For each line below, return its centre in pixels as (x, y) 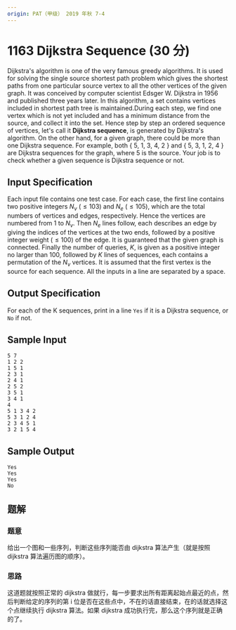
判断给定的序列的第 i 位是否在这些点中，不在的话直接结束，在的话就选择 (117, 602)
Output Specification (54, 293)
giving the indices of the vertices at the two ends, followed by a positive (111, 232)
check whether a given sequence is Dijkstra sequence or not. (96, 160)
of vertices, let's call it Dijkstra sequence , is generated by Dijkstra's (106, 130)
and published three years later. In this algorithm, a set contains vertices (112, 100)
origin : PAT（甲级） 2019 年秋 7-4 (56, 14)
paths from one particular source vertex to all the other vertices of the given (117, 86)
